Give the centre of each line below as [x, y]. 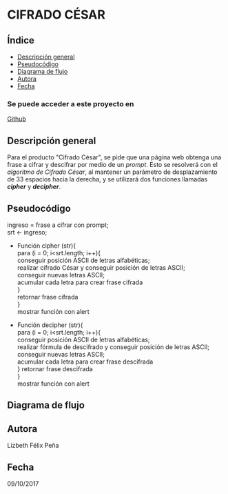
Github [17, 119]
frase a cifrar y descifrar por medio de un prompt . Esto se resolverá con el [113, 165]
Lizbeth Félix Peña [33, 446]
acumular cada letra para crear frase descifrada [85, 362]
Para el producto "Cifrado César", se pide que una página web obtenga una [114, 157]
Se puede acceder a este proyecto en [71, 103]
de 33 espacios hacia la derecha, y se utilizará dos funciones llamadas [107, 179]
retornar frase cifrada [48, 297]
